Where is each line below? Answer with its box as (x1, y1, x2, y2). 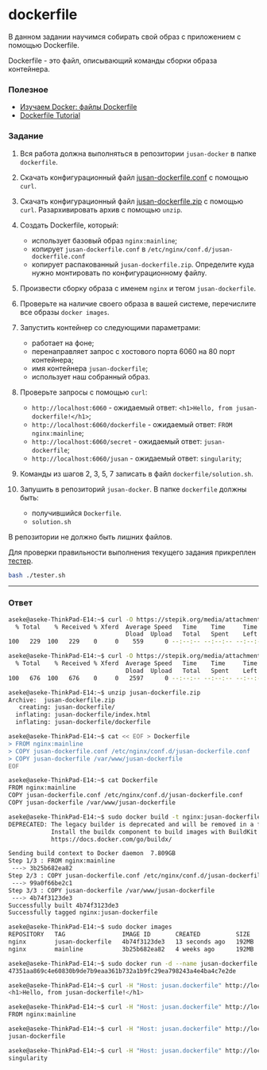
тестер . (8, 555, 33, 566)
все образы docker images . (19, 307, 110, 317)
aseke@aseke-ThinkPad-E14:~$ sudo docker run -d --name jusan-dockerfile (8, 959, 258, 967)
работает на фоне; (31, 338, 95, 348)
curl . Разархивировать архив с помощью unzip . (19, 204, 183, 214)
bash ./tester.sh (8, 571, 66, 579)
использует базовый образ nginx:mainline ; (31, 235, 177, 245)
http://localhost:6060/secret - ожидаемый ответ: (31, 436, 203, 446)
